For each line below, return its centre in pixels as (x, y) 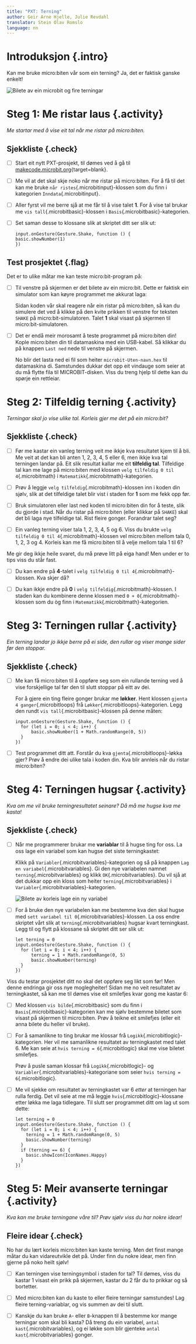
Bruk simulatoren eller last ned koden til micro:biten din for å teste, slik (100, 505)
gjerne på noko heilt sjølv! (38, 1262)
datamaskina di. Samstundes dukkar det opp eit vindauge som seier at (100, 366)
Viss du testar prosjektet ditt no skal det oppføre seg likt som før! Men (91, 981)
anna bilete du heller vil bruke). (52, 1024)
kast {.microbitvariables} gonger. (54, 1335)
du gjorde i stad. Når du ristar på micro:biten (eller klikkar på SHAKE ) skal (101, 512)
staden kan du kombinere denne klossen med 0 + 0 (77, 596)
